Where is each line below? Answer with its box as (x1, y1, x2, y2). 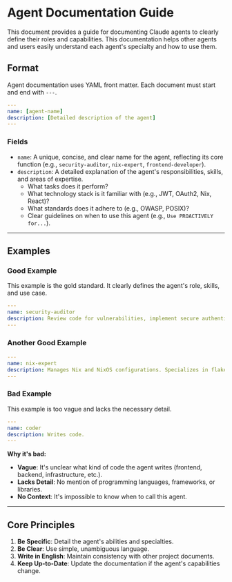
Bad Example (7, 389, 52, 398)
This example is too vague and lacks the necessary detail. (7, 405, 172, 413)
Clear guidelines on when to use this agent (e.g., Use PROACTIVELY (27, 211, 214, 220)
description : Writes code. (7, 431, 85, 438)
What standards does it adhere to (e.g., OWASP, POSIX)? (27, 204, 190, 212)
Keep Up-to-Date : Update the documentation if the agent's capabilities (17, 559, 220, 568)
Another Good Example (7, 338, 87, 347)
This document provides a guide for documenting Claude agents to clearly (7, 28, 219, 36)
